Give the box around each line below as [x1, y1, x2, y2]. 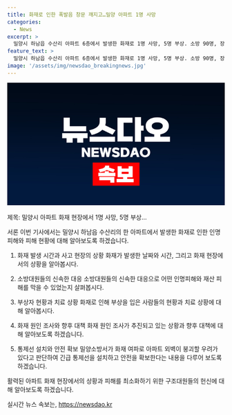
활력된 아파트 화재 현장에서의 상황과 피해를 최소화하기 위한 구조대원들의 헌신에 [7, 377, 217, 385]
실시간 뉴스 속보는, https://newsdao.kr [7, 400, 113, 409]
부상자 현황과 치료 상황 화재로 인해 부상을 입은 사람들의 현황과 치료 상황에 [17, 298, 215, 306]
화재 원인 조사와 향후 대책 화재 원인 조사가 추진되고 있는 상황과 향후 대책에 [17, 321, 216, 330]
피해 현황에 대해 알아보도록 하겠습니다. [25, 236, 129, 245]
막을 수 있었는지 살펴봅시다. [30, 283, 104, 292]
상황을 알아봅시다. [30, 260, 79, 268]
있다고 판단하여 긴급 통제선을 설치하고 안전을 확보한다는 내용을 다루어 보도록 [17, 353, 222, 362]
